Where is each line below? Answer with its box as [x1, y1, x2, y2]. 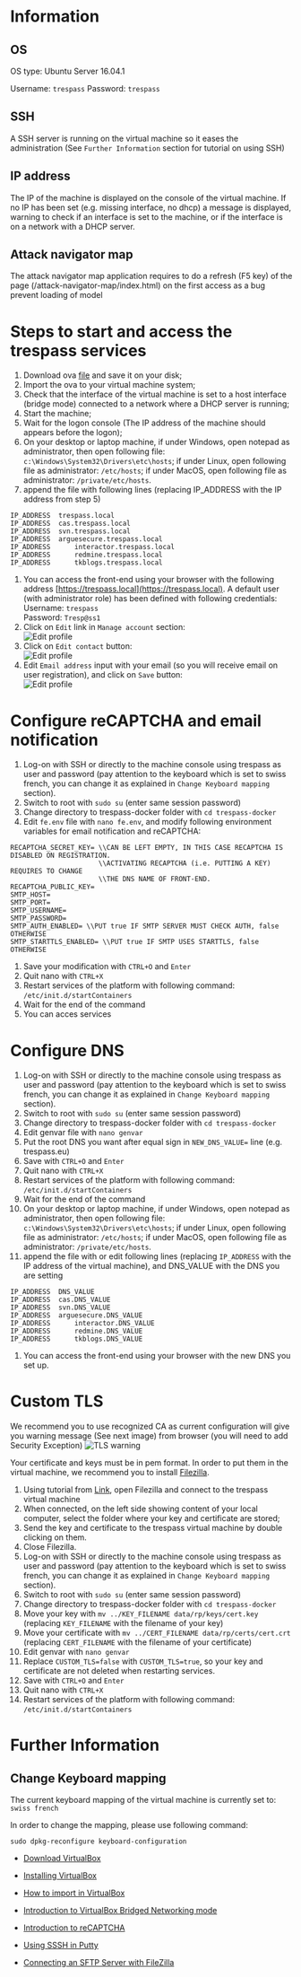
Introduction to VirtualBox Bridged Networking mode [22, 1905, 218, 1916]
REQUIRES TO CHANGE [10, 867, 83, 876]
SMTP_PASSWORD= [10, 914, 67, 923]
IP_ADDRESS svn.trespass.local [10, 527, 131, 536]
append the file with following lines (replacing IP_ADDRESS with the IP [22, 485, 282, 495]
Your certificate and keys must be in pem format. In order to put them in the [10, 1457, 289, 1468]
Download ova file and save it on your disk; [22, 370, 183, 381]
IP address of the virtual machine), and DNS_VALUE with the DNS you [22, 1261, 280, 1272]
